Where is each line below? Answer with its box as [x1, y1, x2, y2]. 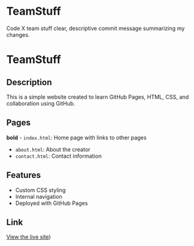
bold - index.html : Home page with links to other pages [6, 134, 147, 141]
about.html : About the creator [15, 145, 91, 153]
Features [6, 170, 41, 180]
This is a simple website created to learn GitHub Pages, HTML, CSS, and [6, 93, 189, 101]
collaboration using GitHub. [6, 99, 75, 107]
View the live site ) [6, 233, 51, 240]
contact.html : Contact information [15, 152, 102, 160]
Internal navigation [15, 193, 62, 200]
